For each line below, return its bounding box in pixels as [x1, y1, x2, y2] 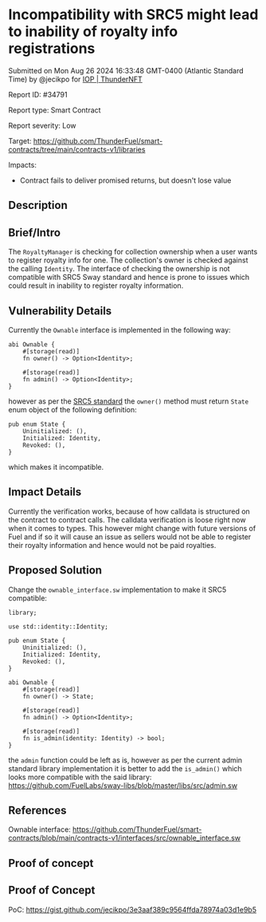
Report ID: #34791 [8, 89, 68, 99]
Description [8, 199, 68, 212]
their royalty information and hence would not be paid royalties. [8, 540, 217, 550]
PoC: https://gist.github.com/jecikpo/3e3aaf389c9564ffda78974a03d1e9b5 [8, 904, 257, 914]
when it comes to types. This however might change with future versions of [8, 523, 256, 533]
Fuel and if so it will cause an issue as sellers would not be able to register [8, 532, 252, 542]
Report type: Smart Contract [8, 105, 101, 115]
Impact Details [8, 485, 82, 499]
